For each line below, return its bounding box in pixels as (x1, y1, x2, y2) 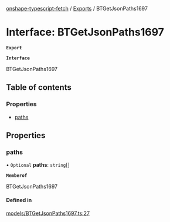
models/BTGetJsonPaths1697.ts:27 (6, 210, 90, 217)
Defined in (6, 196, 32, 203)
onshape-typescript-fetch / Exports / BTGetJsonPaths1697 (6, 5, 148, 12)
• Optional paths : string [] (6, 162, 70, 169)
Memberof (6, 173, 28, 179)
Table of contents (6, 82, 72, 93)
